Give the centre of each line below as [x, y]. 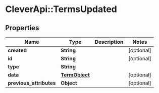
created [17, 50]
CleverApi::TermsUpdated [61, 9]
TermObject [75, 75]
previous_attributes [32, 83]
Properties [22, 28]
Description [109, 42]
